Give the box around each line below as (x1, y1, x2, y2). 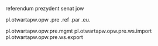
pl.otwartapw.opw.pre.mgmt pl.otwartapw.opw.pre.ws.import (5, 27, 152, 34)
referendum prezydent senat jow (5, 5, 84, 12)
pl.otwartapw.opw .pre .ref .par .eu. (5, 16, 91, 23)
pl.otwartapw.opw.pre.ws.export (5, 34, 83, 40)
